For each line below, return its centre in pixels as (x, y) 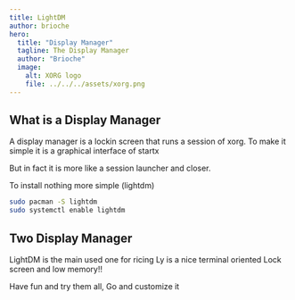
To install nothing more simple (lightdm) (82, 186)
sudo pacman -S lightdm (53, 202)
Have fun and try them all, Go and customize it (94, 286)
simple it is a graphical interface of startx (84, 151)
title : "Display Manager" (66, 42)
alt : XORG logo (53, 76)
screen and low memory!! (56, 269)
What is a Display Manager (85, 120)
